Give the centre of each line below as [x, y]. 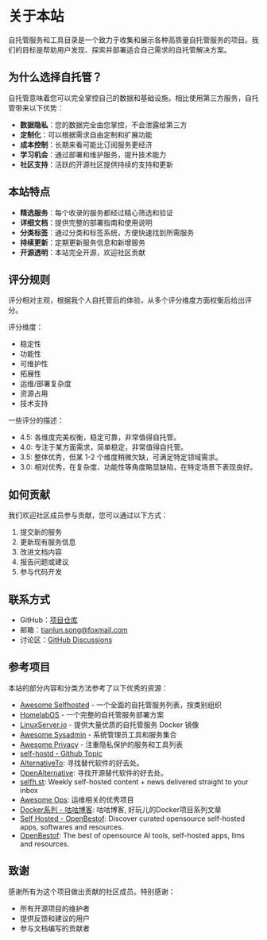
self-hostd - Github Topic [61, 753]
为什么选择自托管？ [55, 77]
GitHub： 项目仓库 [48, 620]
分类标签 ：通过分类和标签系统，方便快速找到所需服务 [107, 232]
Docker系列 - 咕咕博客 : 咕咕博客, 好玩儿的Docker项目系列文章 [120, 809]
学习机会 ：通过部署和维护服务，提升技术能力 [93, 154]
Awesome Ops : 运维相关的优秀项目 [77, 799]
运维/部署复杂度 [45, 384]
